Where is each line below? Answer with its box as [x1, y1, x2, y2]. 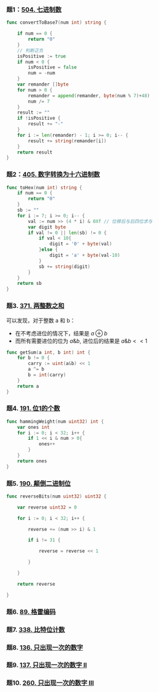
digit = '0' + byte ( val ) [49, 241, 112, 247]
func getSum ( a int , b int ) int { [6, 349, 91, 355]
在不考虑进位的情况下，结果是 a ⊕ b [15, 329, 108, 337]
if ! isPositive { [17, 115, 61, 122]
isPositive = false [28, 64, 77, 70]
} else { [38, 247, 59, 253]
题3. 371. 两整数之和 [6, 302, 65, 310]
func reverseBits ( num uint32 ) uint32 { [6, 493, 107, 499]
